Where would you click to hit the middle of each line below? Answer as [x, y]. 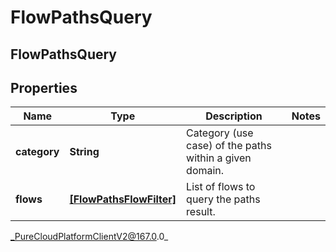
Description [234, 116]
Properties [44, 87]
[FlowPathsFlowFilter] [123, 199]
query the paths [223, 199]
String [84, 152]
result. [201, 212]
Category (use [220, 133]
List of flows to [221, 187]
